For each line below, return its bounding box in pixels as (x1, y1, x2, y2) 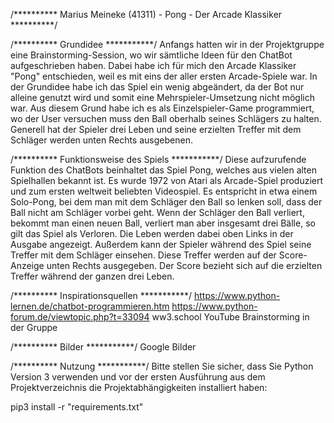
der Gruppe (10, 322, 58, 333)
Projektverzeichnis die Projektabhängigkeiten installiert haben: (10, 382, 268, 393)
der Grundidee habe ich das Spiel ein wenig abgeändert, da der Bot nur (10, 81, 305, 93)
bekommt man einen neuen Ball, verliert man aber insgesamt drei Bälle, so (10, 217, 316, 229)
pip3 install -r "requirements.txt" (10, 401, 144, 413)
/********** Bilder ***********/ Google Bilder (10, 341, 197, 353)
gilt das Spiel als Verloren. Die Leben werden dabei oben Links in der (10, 228, 294, 239)
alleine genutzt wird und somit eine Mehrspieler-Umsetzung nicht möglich (10, 92, 315, 103)
